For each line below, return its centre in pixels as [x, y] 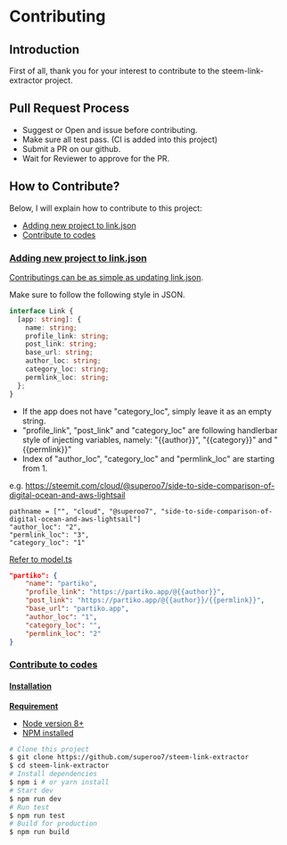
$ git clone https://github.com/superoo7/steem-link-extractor [129, 757]
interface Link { [41, 311]
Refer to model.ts [41, 559]
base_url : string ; [59, 353]
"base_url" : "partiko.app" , [77, 609]
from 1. [35, 468]
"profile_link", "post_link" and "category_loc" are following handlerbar [150, 430]
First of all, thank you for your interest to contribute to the [115, 71]
